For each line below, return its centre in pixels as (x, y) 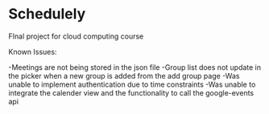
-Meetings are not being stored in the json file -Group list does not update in (135, 67)
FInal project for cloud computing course (76, 36)
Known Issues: (33, 51)
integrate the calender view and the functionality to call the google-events (131, 92)
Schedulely (47, 14)
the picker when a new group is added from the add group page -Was (124, 75)
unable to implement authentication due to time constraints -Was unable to (132, 84)
